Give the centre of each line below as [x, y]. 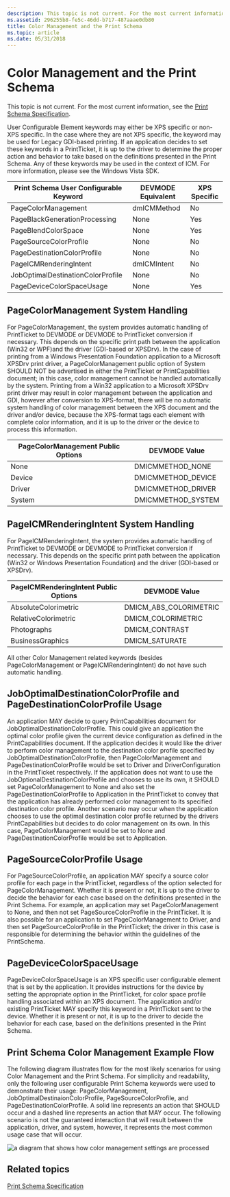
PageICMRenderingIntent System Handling [101, 524]
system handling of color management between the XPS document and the [113, 407]
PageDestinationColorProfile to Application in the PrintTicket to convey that [113, 794]
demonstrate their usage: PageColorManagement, [78, 1091]
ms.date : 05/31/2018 [37, 39]
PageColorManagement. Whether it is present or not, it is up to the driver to [114, 891]
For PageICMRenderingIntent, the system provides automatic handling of [110, 540]
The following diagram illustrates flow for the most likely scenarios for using [114, 1069]
